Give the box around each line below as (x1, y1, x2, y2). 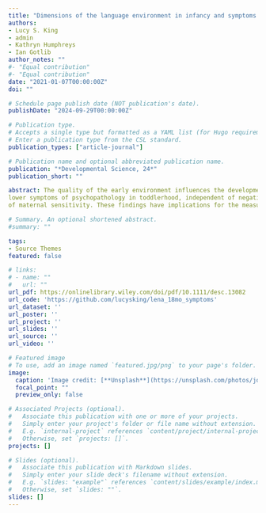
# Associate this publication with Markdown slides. (8, 464, 193, 472)
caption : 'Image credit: (15, 376, 97, 384)
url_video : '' (8, 340, 55, 348)
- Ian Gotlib (8, 48, 51, 56)
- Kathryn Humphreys (8, 41, 77, 49)
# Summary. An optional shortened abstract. (8, 215, 158, 223)
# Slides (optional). (8, 456, 80, 464)
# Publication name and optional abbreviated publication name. (8, 158, 225, 165)
